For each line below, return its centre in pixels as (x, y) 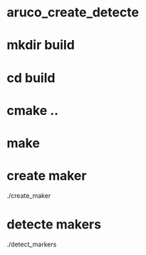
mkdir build (41, 45)
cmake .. (32, 110)
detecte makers (54, 225)
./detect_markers (32, 244)
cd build (31, 77)
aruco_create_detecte (73, 12)
